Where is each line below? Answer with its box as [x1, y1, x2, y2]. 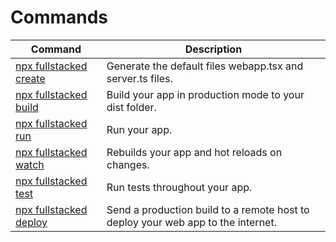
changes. [106, 157, 150, 171]
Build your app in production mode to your [106, 87, 305, 101]
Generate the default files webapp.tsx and [106, 59, 304, 73]
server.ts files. [106, 71, 173, 85]
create [15, 71, 46, 85]
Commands [10, 6, 109, 29]
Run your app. [106, 122, 173, 136]
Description [184, 42, 243, 56]
